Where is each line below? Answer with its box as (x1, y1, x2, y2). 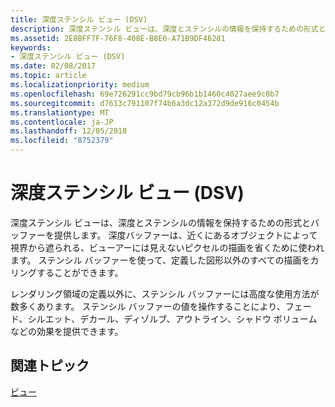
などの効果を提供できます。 (10, 325, 124, 337)
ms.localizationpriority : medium (10, 80, 150, 90)
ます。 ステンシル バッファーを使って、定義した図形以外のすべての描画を (10, 254, 311, 266)
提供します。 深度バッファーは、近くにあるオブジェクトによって (53, 229, 318, 241)
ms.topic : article (10, 71, 87, 81)
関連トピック (10, 357, 90, 375)
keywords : (10, 42, 52, 53)
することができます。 (36, 266, 124, 278)
